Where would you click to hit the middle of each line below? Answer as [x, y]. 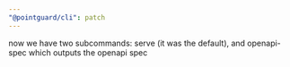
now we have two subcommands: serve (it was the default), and [127, 43]
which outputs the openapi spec [88, 52]
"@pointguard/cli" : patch [57, 17]
